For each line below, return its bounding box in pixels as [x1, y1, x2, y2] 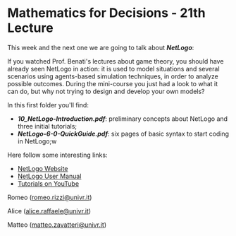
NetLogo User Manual [17, 172, 82, 180]
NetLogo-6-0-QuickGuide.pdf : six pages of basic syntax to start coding [17, 129, 230, 138]
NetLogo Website [17, 164, 68, 172]
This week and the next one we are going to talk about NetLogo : [7, 43, 194, 52]
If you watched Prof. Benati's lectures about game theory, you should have [7, 57, 224, 65]
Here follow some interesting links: [7, 151, 108, 159]
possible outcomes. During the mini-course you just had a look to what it [7, 79, 218, 88]
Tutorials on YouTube [17, 179, 80, 188]
